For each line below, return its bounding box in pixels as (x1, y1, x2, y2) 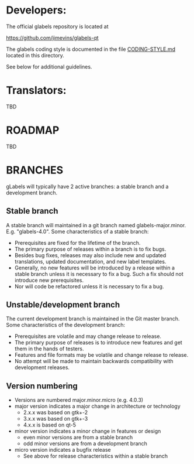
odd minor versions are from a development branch (23, 440, 148, 447)
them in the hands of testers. (14, 345, 84, 352)
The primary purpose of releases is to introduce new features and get (14, 339, 182, 346)
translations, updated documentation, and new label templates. (14, 258, 167, 265)
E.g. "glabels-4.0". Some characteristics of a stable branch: (6, 228, 149, 235)
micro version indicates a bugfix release (14, 446, 111, 453)
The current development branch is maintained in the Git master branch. (6, 315, 180, 322)
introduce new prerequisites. (14, 277, 84, 284)
